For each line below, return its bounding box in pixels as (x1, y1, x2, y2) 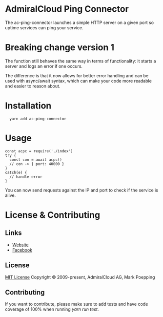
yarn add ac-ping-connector (9, 116, 67, 121)
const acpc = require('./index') (5, 148, 73, 153)
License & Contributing (5, 209, 101, 220)
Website (12, 242, 29, 248)
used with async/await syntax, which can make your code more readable (5, 78, 152, 84)
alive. (5, 192, 16, 198)
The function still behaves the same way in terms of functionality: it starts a (5, 58, 156, 64)
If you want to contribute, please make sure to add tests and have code (5, 301, 148, 307)
